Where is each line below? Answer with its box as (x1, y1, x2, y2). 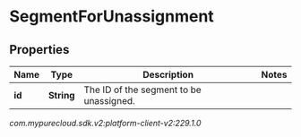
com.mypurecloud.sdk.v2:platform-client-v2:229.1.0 (9, 118, 202, 128)
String (47, 90, 75, 101)
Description (142, 69, 194, 81)
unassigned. (83, 95, 136, 107)
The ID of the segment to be (83, 83, 202, 96)
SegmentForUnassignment (9, 6, 215, 27)
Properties (9, 42, 70, 57)
